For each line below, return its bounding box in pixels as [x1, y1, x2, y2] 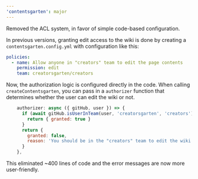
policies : [6, 54, 31, 60]
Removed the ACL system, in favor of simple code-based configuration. [6, 25, 180, 32]
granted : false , [27, 132, 67, 139]
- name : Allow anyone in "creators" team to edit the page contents [11, 60, 183, 66]
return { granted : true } [27, 116, 91, 122]
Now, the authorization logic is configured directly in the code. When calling [6, 81, 190, 89]
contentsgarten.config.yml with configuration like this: [6, 43, 140, 50]
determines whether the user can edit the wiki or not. [6, 94, 135, 101]
